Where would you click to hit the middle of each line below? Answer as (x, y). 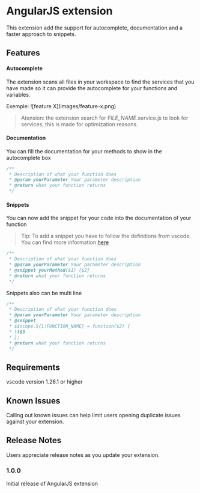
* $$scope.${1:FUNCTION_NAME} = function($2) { (69, 326)
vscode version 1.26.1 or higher (44, 382)
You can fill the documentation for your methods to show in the (84, 151)
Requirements (33, 367)
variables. (18, 94)
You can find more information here (65, 242)
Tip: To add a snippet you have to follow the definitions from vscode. (106, 236)
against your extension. (35, 421)
